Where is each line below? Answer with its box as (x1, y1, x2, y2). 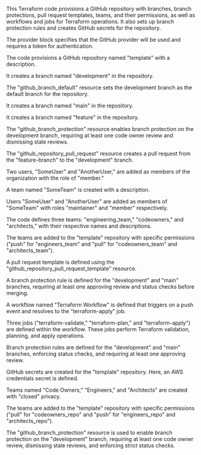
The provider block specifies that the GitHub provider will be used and (6, 36, 181, 43)
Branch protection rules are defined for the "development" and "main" (6, 344, 181, 351)
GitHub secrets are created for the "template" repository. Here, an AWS (6, 368, 183, 375)
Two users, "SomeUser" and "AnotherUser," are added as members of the (6, 168, 190, 175)
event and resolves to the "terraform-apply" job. (6, 308, 126, 314)
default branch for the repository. (6, 91, 89, 97)
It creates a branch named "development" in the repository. (6, 72, 154, 79)
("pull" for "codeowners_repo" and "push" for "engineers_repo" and (6, 411, 176, 418)
